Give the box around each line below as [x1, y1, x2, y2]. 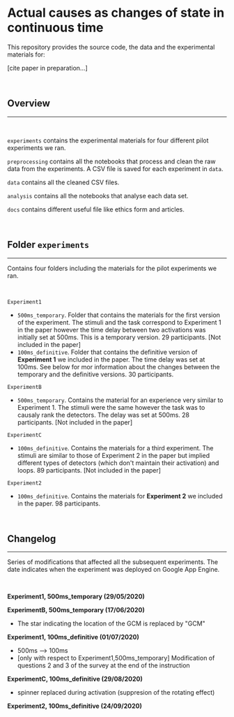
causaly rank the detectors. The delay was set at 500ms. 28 [17, 411, 190, 419]
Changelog [7, 533, 56, 545]
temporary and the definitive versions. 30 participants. [17, 370, 174, 378]
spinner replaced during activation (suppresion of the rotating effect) [17, 688, 215, 697]
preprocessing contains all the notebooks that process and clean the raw [7, 157, 216, 165]
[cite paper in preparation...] [7, 64, 88, 72]
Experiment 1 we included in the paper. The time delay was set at [17, 355, 205, 364]
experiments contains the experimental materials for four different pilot [7, 136, 209, 145]
